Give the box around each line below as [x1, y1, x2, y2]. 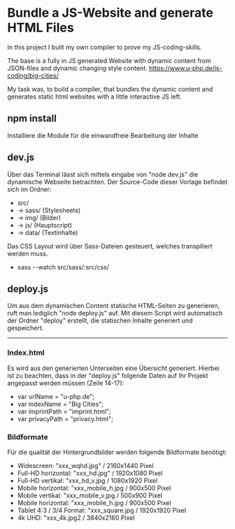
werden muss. [7, 249, 48, 258]
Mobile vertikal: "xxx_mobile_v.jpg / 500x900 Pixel [17, 491, 163, 500]
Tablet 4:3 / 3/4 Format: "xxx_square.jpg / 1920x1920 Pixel [17, 506, 187, 514]
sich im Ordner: [7, 185, 52, 193]
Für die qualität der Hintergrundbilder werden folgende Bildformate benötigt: [7, 448, 227, 456]
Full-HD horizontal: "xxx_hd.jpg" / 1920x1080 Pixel [17, 469, 163, 477]
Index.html [7, 348, 45, 358]
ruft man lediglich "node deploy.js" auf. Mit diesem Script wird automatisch [7, 309, 223, 318]
